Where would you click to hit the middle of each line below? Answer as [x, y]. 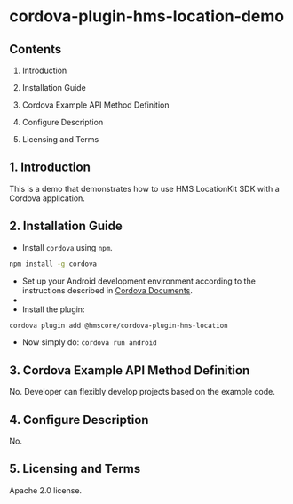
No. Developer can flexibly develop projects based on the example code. [142, 392]
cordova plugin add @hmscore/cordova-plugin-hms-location [119, 325]
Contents [36, 49]
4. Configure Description [79, 420]
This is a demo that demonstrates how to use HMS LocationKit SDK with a [144, 188]
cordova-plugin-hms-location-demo [147, 16]
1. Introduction [50, 168]
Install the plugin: [53, 309]
